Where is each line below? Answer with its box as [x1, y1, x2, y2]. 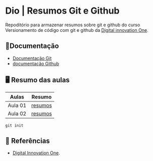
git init [5, 123, 24, 128]
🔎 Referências [5, 136, 50, 145]
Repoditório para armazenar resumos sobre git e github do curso [5, 22, 140, 28]
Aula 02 [8, 110, 27, 117]
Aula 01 [8, 101, 27, 109]
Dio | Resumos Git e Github [5, 5, 120, 17]
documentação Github [12, 61, 60, 67]
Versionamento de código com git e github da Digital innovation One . [5, 27, 149, 33]
